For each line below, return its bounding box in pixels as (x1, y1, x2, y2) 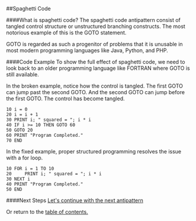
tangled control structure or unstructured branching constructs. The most (6, 23, 185, 30)
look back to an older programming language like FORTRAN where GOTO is (6, 65, 191, 72)
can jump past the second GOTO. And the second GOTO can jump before (6, 89, 185, 95)
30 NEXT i (6, 176, 31, 182)
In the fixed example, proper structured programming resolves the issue (6, 148, 182, 155)
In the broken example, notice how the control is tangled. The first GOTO (6, 82, 184, 89)
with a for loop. (6, 154, 43, 161)
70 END (6, 137, 23, 143)
